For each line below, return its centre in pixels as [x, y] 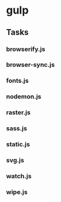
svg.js [15, 160]
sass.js [17, 129]
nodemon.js [24, 97]
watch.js [19, 176]
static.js [18, 145]
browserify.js [26, 49]
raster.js [18, 113]
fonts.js [17, 81]
